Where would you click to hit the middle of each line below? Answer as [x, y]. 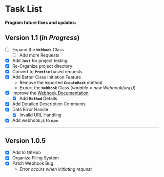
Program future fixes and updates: [41, 22]
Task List [24, 9]
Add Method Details [38, 98]
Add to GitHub [26, 153]
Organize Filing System [35, 158]
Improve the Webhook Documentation [50, 93]
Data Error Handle [30, 109]
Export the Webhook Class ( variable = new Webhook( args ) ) [77, 88]
